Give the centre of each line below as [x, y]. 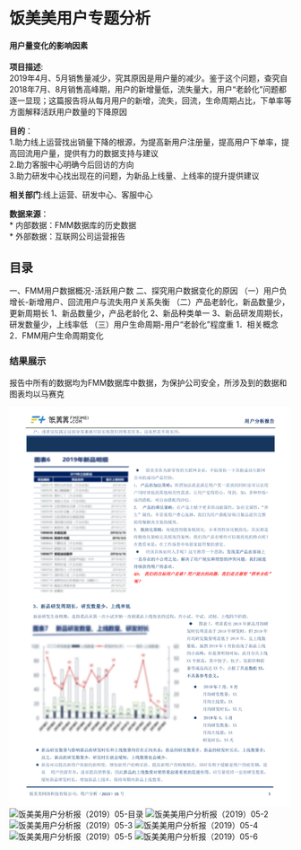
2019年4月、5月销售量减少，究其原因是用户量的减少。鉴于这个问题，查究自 [149, 78]
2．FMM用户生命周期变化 [57, 336]
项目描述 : [26, 67]
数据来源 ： [29, 214]
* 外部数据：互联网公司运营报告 [67, 237]
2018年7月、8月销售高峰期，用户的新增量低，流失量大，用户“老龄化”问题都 [148, 90]
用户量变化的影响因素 [48, 45]
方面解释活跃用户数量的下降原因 [68, 112]
